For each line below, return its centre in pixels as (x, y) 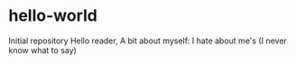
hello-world (53, 16)
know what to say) (43, 50)
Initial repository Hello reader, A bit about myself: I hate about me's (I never (148, 41)
